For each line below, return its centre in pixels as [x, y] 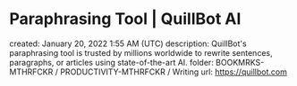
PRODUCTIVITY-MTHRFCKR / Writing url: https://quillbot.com [174, 72]
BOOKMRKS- [240, 62]
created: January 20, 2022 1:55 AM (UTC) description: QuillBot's [128, 43]
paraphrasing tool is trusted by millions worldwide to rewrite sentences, [141, 52]
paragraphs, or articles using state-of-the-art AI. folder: [112, 62]
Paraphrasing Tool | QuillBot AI [125, 19]
